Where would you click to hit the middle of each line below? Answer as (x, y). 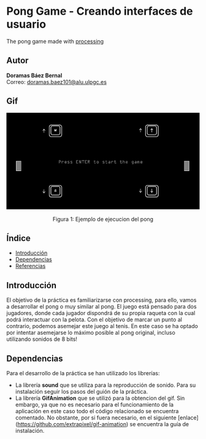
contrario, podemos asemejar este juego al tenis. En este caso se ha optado (102, 326)
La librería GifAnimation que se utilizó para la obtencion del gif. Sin (100, 398)
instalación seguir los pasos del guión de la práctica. (82, 391)
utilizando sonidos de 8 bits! (42, 339)
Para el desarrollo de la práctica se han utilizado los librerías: (83, 373)
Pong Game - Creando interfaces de (100, 11)
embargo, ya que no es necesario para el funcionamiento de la (94, 405)
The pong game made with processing (55, 41)
